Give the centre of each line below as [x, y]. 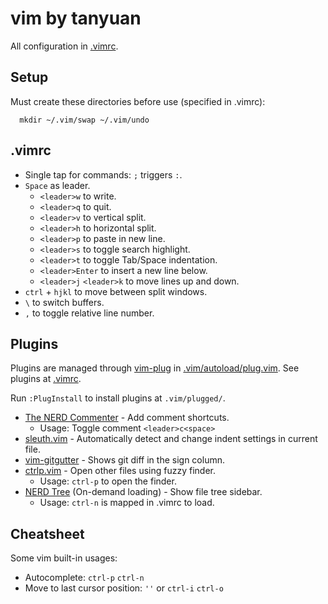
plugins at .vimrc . [46, 379]
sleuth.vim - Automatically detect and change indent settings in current [171, 439]
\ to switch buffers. [64, 302]
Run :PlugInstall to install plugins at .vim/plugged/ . [118, 398]
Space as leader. [57, 185]
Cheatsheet [47, 533]
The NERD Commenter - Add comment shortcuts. [127, 418]
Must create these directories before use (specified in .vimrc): [138, 101]
